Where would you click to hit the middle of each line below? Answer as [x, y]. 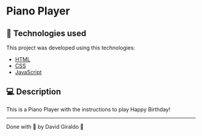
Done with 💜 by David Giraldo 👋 [45, 126]
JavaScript [28, 72]
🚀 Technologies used [46, 33]
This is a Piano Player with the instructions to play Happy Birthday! [88, 109]
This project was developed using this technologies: [71, 48]
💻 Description [34, 92]
